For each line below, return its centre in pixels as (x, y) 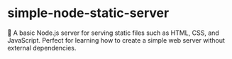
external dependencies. (42, 48)
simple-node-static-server (88, 13)
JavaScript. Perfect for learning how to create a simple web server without (116, 40)
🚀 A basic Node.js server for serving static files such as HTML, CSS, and (114, 33)
